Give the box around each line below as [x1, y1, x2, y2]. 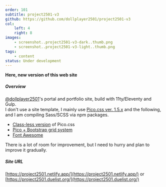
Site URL [5, 158, 23, 165]
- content [14, 53, 35, 59]
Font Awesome [12, 132, 43, 138]
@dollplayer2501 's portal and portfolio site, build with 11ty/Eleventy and [5, 96, 151, 102]
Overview [5, 83, 26, 89]
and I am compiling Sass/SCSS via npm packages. [5, 112, 109, 118]
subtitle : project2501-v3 [5, 12, 59, 17]
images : [5, 35, 21, 40]
